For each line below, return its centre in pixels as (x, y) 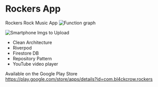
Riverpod (22, 48)
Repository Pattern (32, 58)
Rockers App (33, 9)
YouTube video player (35, 64)
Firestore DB (26, 53)
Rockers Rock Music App (31, 23)
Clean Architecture (32, 42)
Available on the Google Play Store (41, 73)
